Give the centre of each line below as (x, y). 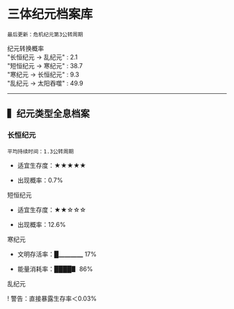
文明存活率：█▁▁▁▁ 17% (57, 254)
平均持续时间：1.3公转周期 (41, 151)
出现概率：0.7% (40, 180)
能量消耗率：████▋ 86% (55, 269)
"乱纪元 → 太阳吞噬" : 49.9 (45, 83)
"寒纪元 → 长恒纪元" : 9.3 (43, 74)
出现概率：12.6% (41, 224)
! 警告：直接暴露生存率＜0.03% (52, 298)
